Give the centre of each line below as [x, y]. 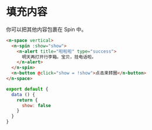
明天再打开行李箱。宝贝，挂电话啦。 [59, 57]
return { [27, 100]
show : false [36, 105]
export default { [27, 89]
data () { [23, 94]
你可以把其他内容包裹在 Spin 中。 [46, 29]
